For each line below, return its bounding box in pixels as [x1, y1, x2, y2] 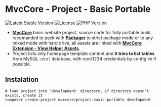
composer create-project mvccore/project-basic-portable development [5, 97, 152, 102]
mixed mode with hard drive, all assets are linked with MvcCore [12, 40, 142, 46]
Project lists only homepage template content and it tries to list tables [12, 51, 155, 56]
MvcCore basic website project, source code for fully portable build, [12, 29, 152, 35]
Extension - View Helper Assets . [12, 45, 80, 51]
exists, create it [5, 93, 43, 98]
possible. [12, 61, 31, 67]
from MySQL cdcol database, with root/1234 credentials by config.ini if [12, 55, 157, 61]
